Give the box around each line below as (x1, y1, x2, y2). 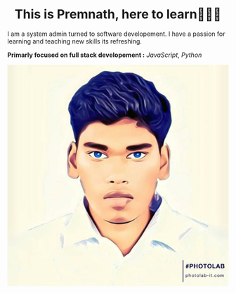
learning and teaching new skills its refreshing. (7, 37, 143, 45)
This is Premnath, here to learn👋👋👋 (14, 6, 222, 22)
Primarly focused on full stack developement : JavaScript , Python (7, 51, 202, 59)
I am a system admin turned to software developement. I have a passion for (7, 30, 225, 38)
